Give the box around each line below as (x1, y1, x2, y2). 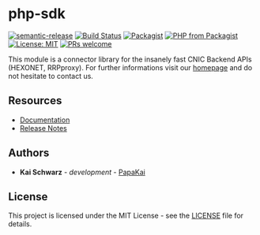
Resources (8, 94, 62, 107)
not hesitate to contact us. (8, 71, 93, 80)
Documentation (19, 115, 70, 125)
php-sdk (8, 5, 66, 23)
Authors (8, 147, 50, 160)
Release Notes (19, 123, 67, 132)
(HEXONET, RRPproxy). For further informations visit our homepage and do (8, 62, 253, 72)
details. (8, 219, 32, 229)
